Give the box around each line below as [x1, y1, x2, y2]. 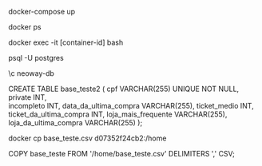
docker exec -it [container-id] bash [8, 38, 124, 47]
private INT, [8, 93, 47, 102]
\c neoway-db [8, 69, 54, 78]
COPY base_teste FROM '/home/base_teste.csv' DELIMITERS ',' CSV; [8, 149, 236, 158]
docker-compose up [8, 7, 76, 16]
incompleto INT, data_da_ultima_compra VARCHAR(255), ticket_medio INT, [8, 101, 254, 110]
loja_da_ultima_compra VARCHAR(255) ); [8, 118, 143, 127]
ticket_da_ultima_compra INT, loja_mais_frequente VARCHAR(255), [8, 109, 228, 119]
